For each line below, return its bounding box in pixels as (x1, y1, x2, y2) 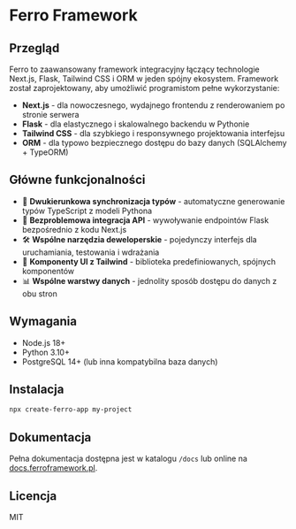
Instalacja (9, 382, 65, 397)
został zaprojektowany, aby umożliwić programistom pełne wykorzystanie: (9, 83, 280, 93)
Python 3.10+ (21, 347, 71, 357)
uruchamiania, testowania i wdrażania (21, 247, 160, 257)
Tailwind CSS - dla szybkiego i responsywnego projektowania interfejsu (21, 128, 285, 138)
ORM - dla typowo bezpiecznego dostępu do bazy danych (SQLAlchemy (21, 138, 287, 148)
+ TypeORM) (21, 147, 69, 157)
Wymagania (9, 314, 78, 329)
